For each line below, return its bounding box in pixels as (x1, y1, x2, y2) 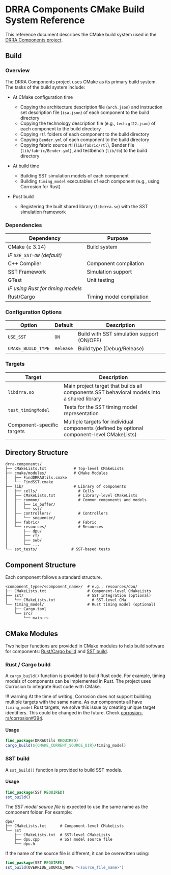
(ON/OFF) (78, 336, 102, 344)
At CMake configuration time (12, 94, 73, 100)
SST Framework (8, 268, 46, 275)
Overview (5, 67, 30, 74)
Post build (12, 193, 34, 199)
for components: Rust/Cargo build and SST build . (5, 648, 108, 654)
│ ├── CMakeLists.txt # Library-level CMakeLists (5, 493, 138, 498)
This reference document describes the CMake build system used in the (5, 31, 157, 37)
